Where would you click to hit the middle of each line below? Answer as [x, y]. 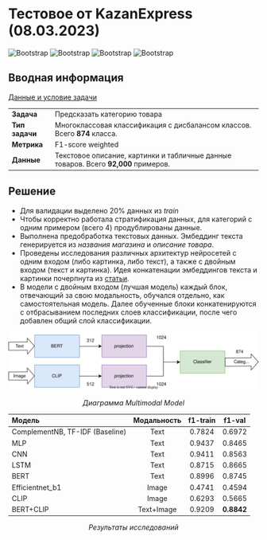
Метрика [27, 145]
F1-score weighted [87, 145]
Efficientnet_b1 [37, 487]
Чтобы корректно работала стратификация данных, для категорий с [136, 219]
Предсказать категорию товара [108, 114]
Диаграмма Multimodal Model [133, 402]
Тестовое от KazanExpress [101, 14]
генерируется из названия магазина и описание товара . [117, 245]
